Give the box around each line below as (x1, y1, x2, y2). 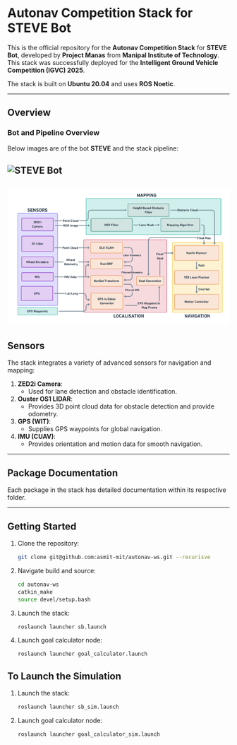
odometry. (28, 410, 59, 418)
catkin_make (17, 588, 53, 595)
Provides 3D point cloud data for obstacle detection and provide (28, 402, 215, 411)
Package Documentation (7, 467, 119, 479)
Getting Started (7, 520, 77, 532)
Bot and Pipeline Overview (7, 128, 100, 138)
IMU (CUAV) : (17, 433, 56, 441)
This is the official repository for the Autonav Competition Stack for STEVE (7, 43, 227, 52)
